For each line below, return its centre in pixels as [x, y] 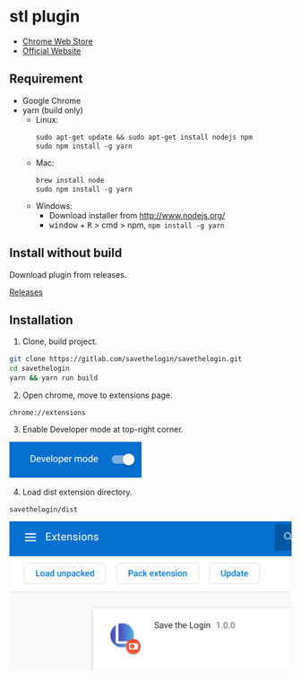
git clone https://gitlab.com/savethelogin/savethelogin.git [126, 359]
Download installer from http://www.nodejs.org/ [137, 215]
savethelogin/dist [43, 510]
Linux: [47, 119]
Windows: [54, 206]
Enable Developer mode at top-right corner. [103, 429]
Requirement [46, 79]
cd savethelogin [39, 369]
